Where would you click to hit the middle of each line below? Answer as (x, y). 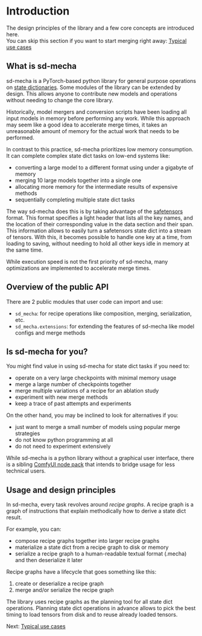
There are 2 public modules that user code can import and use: (85, 301)
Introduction (38, 11)
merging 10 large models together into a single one (78, 180)
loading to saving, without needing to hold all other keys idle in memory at (98, 243)
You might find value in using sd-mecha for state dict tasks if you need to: (98, 366)
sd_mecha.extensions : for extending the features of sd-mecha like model (105, 326)
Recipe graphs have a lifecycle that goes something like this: (81, 572)
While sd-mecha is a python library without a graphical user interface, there (100, 458)
